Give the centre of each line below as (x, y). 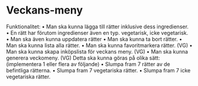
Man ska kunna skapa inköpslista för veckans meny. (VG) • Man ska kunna (97, 51)
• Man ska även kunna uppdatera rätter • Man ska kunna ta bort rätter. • (94, 39)
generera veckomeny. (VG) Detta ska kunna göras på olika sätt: (83, 58)
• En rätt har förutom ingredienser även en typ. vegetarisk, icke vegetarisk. (97, 32)
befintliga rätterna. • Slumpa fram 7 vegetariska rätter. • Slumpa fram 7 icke (98, 70)
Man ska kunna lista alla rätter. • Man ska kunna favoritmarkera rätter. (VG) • (99, 45)
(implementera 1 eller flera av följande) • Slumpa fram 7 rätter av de (88, 64)
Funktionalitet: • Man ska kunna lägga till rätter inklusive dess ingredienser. (98, 27)
